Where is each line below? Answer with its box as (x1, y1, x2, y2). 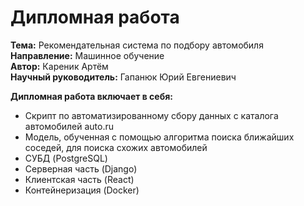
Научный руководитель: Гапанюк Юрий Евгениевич (10, 71, 237, 83)
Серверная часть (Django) (24, 162, 138, 175)
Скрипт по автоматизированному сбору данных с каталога (24, 109, 279, 121)
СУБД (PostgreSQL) (24, 152, 108, 164)
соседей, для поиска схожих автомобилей (24, 141, 208, 153)
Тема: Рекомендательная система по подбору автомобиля (10, 39, 264, 51)
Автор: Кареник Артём (10, 60, 109, 72)
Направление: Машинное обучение (10, 49, 165, 61)
